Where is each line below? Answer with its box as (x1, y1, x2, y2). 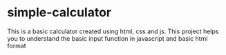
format (7, 41, 26, 50)
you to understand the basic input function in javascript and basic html (7, 34, 208, 42)
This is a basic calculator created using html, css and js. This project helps (7, 27, 219, 35)
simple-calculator (7, 5, 112, 20)
